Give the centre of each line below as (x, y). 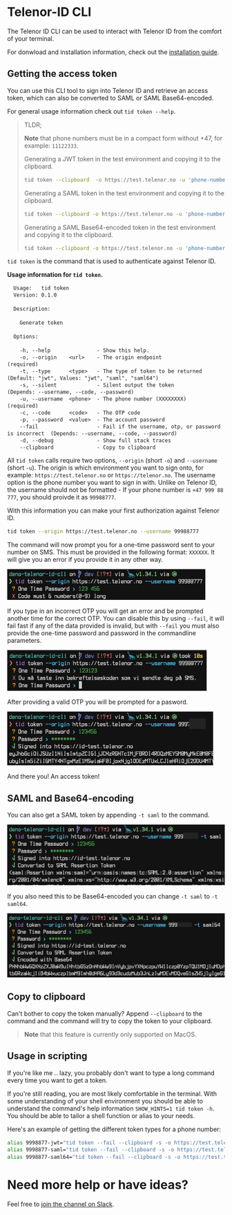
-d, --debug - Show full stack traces (95, 441)
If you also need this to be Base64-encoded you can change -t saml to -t (113, 896)
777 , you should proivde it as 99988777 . (61, 497)
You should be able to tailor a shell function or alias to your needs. (101, 1115)
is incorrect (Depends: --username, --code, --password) (92, 434)
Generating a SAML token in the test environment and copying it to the (124, 193)
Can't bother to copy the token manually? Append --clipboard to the (105, 1013)
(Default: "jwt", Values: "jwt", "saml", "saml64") (83, 378)
